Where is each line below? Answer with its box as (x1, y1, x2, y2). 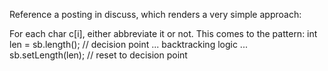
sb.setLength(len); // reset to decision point (9, 49, 188, 61)
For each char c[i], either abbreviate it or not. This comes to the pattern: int (9, 28, 318, 39)
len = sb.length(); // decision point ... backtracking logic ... (9, 39, 248, 50)
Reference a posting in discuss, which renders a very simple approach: (9, 9, 302, 20)
